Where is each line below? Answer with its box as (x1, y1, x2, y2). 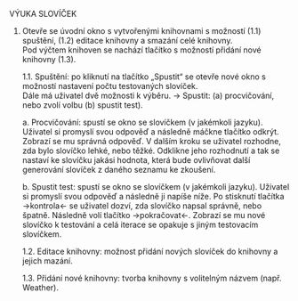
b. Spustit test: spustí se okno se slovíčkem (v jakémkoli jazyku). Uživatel (21, 182, 290, 191)
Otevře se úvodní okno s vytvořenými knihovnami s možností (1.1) (21, 26, 262, 36)
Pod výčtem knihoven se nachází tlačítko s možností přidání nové (21, 45, 262, 55)
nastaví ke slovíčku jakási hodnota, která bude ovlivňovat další (21, 155, 251, 165)
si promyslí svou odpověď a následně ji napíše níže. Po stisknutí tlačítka (21, 191, 285, 201)
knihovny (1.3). (21, 54, 77, 64)
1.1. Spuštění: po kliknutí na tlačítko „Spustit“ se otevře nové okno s (21, 71, 267, 82)
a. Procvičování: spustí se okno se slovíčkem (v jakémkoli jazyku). (21, 117, 263, 127)
